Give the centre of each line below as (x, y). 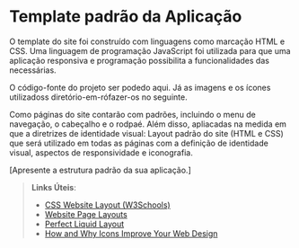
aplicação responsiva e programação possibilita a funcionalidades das (139, 60)
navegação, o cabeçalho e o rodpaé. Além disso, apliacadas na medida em (148, 124)
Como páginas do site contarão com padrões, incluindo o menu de (132, 114)
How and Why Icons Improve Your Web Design (131, 233)
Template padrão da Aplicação (126, 17)
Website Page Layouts (86, 214)
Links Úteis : (53, 187)
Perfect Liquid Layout (84, 224)
